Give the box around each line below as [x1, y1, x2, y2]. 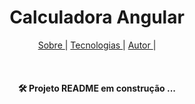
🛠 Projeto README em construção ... [17, 82, 177, 94]
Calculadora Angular [9, 6, 185, 29]
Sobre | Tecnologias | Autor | [37, 39, 157, 51]
